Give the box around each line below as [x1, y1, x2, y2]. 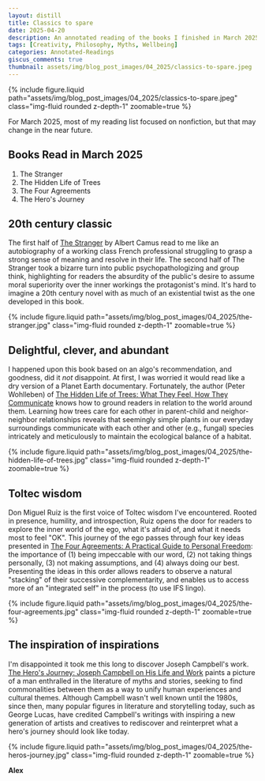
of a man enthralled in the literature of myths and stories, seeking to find [8, 676, 243, 685]
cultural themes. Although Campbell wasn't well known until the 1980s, [8, 692, 238, 702]
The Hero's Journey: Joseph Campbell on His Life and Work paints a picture [8, 667, 256, 677]
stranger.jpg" [8, 321, 51, 330]
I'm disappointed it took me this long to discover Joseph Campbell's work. [8, 659, 249, 669]
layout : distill [8, 11, 62, 20]
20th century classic [8, 217, 113, 230]
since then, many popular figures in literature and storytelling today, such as [8, 701, 256, 711]
